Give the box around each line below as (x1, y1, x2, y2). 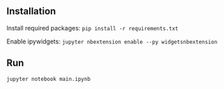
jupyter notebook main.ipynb (6, 75, 91, 82)
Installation (6, 6, 56, 17)
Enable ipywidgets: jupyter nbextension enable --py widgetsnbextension (6, 37, 218, 46)
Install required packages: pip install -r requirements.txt (6, 23, 178, 32)
